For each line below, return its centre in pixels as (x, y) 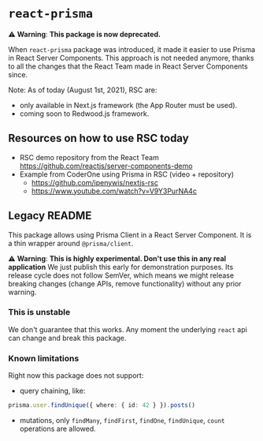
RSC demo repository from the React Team (89, 157)
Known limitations (44, 358)
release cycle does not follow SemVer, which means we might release (121, 275)
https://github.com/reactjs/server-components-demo (106, 166)
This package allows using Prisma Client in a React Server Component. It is (130, 234)
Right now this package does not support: (76, 376)
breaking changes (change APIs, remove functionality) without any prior (125, 283)
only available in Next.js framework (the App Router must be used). (128, 105)
